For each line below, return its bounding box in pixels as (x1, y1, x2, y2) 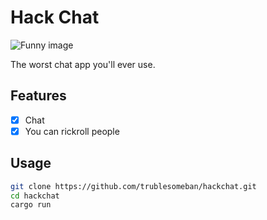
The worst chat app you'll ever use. (10, 58, 156, 70)
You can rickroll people (24, 125, 120, 137)
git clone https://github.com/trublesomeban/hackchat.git (10, 181, 257, 191)
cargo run (10, 200, 52, 210)
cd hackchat (10, 191, 60, 201)
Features (10, 87, 67, 105)
